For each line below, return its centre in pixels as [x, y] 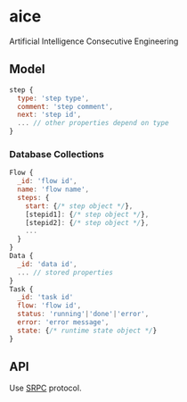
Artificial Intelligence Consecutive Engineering [94, 41]
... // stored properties [65, 272]
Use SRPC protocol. [45, 388]
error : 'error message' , [63, 322]
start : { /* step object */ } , [79, 206]
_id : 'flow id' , [47, 181]
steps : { [33, 197]
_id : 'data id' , [47, 264]
